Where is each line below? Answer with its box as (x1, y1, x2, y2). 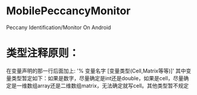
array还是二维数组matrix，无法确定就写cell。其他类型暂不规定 (37, 82, 189, 89)
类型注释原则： (6, 46, 80, 60)
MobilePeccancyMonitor (6, 4, 131, 18)
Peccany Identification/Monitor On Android (6, 24, 111, 31)
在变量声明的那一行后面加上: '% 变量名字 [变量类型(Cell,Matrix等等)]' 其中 (6, 67, 186, 74)
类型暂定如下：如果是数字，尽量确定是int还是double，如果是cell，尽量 (11, 74, 184, 81)
